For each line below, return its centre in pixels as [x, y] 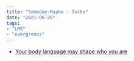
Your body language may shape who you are [71, 51]
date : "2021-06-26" [31, 18]
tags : [13, 23]
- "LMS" [16, 29]
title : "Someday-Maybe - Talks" [47, 12]
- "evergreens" [26, 34]
